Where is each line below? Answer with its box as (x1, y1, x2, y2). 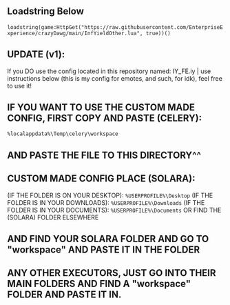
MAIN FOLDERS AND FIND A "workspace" (7, 278, 191, 290)
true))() (145, 30, 171, 37)
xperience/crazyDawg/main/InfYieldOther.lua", (7, 30, 143, 37)
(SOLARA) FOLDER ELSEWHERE (7, 213, 99, 222)
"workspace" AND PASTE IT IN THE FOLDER (7, 244, 200, 256)
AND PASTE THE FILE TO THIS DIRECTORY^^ (7, 149, 202, 161)
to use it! (7, 81, 32, 90)
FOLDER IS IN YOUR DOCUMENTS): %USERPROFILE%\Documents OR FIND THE (7, 206, 222, 214)
